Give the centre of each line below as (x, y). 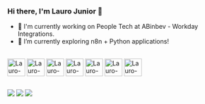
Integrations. (36, 34)
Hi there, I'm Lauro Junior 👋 (55, 11)
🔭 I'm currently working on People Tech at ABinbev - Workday (108, 27)
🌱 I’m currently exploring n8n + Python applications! (93, 41)
